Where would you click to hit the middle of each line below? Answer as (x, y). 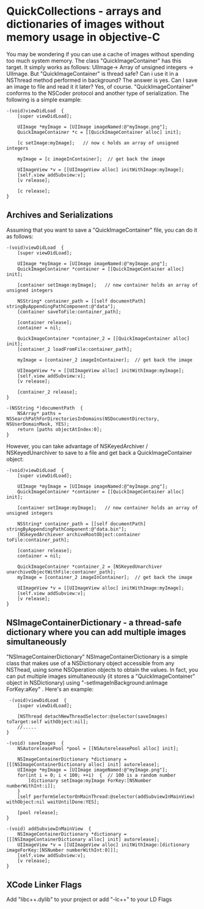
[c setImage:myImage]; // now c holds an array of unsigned (98, 143)
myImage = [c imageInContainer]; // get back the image (91, 159)
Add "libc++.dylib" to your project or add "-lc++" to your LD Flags (89, 899)
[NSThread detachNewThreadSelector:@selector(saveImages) (93, 716)
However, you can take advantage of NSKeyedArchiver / (77, 446)
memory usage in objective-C (83, 37)
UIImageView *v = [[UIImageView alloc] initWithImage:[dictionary (104, 845)
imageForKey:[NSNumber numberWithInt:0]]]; (63, 850)
